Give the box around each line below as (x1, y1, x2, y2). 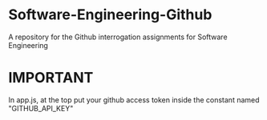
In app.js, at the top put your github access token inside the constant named (8, 94, 260, 105)
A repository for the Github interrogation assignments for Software (8, 32, 228, 42)
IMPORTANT (8, 69, 94, 87)
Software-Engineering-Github (8, 6, 212, 24)
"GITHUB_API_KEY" (8, 103, 74, 113)
